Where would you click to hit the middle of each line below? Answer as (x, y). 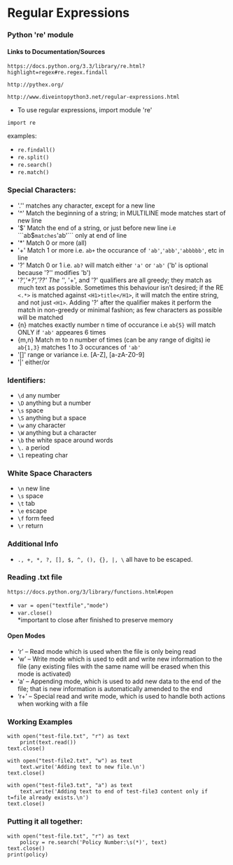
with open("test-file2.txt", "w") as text (70, 761)
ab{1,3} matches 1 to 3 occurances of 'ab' (79, 347)
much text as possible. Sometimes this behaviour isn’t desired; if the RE (120, 287)
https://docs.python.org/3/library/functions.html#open (90, 592)
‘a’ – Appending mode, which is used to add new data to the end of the (119, 681)
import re (22, 123)
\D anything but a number (54, 403)
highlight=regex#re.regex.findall (58, 73)
